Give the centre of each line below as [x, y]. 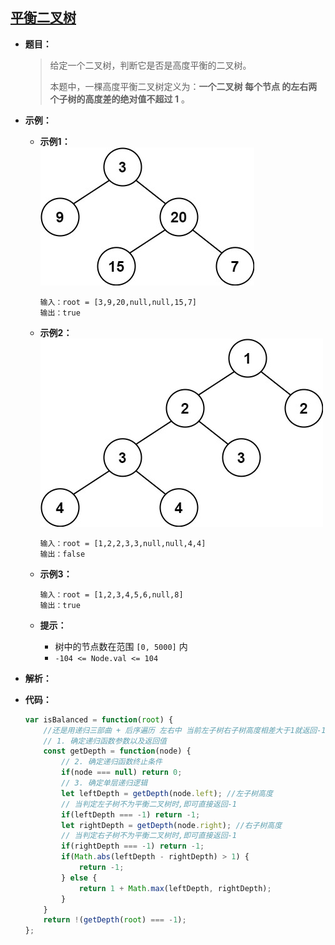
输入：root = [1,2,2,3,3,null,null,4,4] [123, 543]
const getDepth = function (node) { [117, 751]
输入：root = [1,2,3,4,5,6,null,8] [111, 594]
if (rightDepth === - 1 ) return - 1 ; [133, 846]
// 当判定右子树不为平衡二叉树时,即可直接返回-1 [149, 836]
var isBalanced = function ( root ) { [99, 719]
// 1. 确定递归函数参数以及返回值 [105, 741]
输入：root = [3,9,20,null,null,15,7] [118, 302]
